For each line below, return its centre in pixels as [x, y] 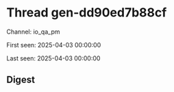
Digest [21, 80]
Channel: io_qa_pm [33, 32]
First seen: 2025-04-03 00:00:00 [54, 45]
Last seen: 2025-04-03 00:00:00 [53, 58]
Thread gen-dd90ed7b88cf [87, 13]
